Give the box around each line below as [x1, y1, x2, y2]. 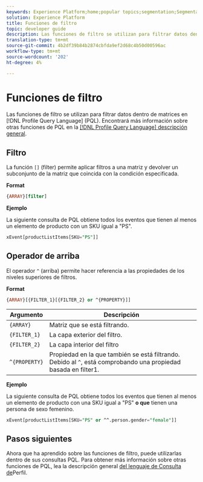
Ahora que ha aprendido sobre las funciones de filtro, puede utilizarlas [6, 450, 182, 457]
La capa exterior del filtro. [49, 330, 123, 339]
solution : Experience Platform [6, 15, 85, 21]
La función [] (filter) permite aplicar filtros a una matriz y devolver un [6, 164, 178, 171]
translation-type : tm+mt [6, 37, 69, 43]
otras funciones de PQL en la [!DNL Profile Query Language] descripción [6, 123, 187, 131]
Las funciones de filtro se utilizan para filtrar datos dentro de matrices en [6, 111, 188, 118]
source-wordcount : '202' [6, 54, 69, 60]
